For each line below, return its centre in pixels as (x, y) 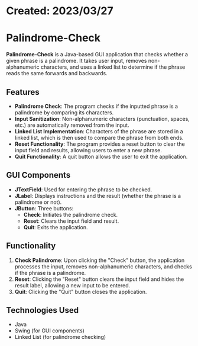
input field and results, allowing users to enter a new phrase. (88, 150)
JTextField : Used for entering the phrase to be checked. (83, 189)
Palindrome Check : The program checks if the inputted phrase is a (96, 106)
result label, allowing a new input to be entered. (72, 285)
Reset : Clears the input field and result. (71, 221)
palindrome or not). (38, 202)
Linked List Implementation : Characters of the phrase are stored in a (99, 131)
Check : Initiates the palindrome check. (71, 214)
